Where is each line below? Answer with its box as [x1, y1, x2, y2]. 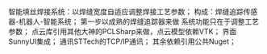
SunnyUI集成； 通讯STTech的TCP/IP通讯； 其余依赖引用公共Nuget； [8, 37, 236, 46]
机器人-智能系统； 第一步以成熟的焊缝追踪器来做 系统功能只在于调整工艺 [19, 17, 260, 26]
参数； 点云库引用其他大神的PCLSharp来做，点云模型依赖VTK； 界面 [8, 27, 237, 36]
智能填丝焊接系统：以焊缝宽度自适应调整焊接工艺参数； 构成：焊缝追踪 [8, 7, 244, 16]
